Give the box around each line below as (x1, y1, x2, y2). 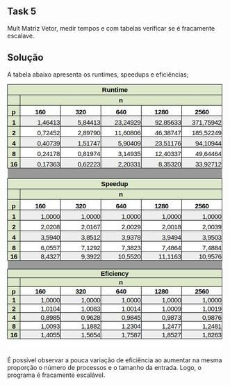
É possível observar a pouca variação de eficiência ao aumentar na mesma (7, 355, 222, 364)
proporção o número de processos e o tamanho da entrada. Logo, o (7, 363, 202, 371)
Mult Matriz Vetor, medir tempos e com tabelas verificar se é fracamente (7, 24, 215, 32)
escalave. (7, 31, 35, 40)
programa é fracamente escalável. (7, 371, 106, 379)
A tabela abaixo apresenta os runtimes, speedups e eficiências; (7, 70, 189, 79)
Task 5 (7, 6, 37, 17)
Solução (7, 52, 44, 63)
